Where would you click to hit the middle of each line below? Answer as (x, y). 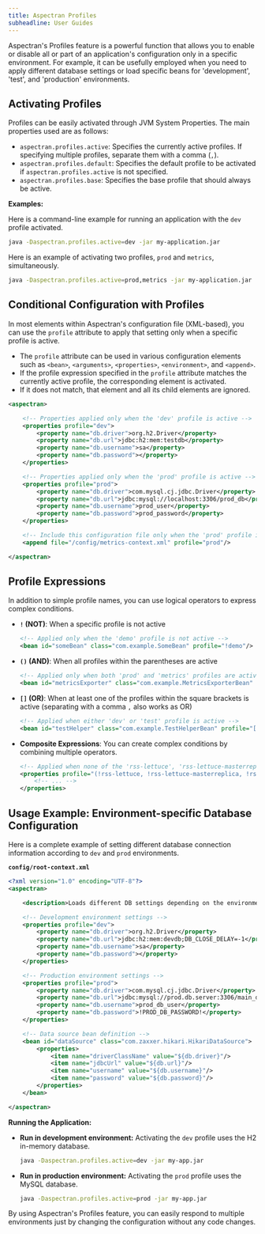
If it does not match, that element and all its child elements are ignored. (135, 389)
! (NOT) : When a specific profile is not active (92, 624)
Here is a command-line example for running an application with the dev (125, 219)
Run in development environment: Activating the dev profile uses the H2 (138, 1137)
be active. (36, 189)
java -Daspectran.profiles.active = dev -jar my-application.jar (114, 242)
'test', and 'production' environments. (69, 79)
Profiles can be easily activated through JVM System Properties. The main (129, 123)
